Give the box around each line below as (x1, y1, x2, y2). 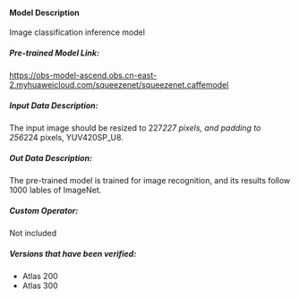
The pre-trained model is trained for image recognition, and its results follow (9, 175, 291, 186)
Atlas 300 (21, 280, 58, 291)
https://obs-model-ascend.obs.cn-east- (9, 70, 158, 81)
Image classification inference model (9, 27, 146, 38)
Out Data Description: (9, 152, 92, 163)
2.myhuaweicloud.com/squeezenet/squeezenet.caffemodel (9, 80, 229, 90)
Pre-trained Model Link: (9, 47, 100, 58)
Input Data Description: (9, 99, 98, 111)
